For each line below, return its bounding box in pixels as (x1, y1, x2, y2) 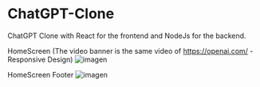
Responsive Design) (7, 55, 73, 64)
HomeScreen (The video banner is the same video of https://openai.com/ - (7, 46, 254, 55)
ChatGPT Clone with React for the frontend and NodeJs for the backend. (7, 31, 246, 40)
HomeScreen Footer (7, 70, 74, 79)
